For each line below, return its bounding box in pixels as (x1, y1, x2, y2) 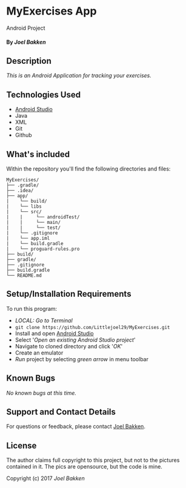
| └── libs (6, 203, 42, 209)
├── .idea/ (6, 187, 34, 194)
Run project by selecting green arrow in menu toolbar (15, 355, 148, 362)
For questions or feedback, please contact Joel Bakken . (6, 423, 145, 430)
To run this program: (6, 305, 58, 312)
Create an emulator (15, 349, 64, 356)
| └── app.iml (6, 235, 50, 241)
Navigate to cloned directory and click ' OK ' (15, 342, 123, 350)
